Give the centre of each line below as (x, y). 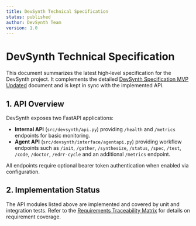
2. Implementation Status (53, 190)
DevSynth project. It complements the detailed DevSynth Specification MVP (97, 79)
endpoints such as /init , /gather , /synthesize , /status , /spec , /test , (98, 148)
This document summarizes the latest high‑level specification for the (89, 73)
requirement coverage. (34, 217)
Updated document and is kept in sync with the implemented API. (85, 85)
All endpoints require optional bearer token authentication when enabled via (97, 165)
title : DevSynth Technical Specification (57, 11)
